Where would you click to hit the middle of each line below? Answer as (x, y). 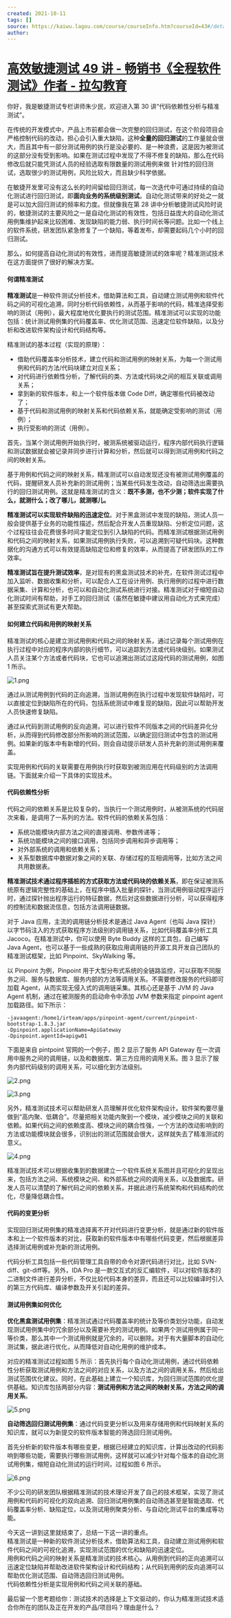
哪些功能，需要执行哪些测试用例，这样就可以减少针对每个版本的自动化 (118, 1456)
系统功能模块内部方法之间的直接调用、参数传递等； (89, 832)
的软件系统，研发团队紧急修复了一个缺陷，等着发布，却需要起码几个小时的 (112, 230)
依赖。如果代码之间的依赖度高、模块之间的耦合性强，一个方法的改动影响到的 (115, 1125)
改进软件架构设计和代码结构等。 (64, 330)
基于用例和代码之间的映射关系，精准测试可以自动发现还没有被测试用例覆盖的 (115, 475)
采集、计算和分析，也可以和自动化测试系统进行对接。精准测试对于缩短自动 (118, 590)
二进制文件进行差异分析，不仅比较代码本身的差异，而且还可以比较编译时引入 (115, 1279)
